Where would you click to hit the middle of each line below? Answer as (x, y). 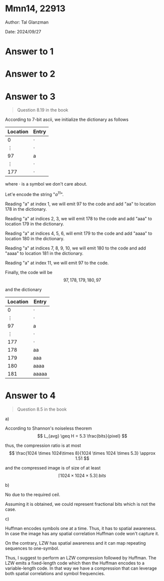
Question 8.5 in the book (42, 409)
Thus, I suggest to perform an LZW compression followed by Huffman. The (81, 557)
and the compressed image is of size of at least (53, 468)
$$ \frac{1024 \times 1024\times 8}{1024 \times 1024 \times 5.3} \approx (82, 453)
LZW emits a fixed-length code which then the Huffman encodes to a (75, 563)
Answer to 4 (30, 396)
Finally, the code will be (29, 272)
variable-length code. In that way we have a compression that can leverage (81, 568)
